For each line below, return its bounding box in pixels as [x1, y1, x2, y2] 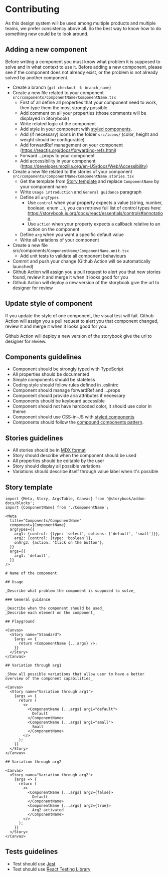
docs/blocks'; [5, 501, 35, 506]
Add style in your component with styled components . [20, 126, 132, 132]
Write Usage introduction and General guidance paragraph [20, 189, 142, 195]
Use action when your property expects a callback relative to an [27, 221, 160, 227]
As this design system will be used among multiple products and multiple [5, 20, 156, 26]
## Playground [5, 619, 35, 624]
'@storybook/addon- [106, 496, 147, 501]
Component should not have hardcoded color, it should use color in [12, 403, 152, 409]
